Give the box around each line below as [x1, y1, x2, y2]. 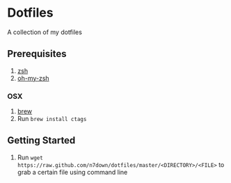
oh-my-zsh [17, 74, 50, 82]
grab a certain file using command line [17, 168, 128, 176]
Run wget [17, 153, 43, 161]
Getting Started [7, 134, 76, 147]
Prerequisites [7, 48, 67, 60]
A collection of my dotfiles [7, 28, 82, 36]
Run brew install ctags [17, 115, 87, 123]
